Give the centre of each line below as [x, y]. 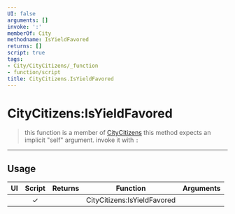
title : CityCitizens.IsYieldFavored [60, 79]
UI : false [22, 14]
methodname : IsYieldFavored [48, 40]
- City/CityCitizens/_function [53, 66]
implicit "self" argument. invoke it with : [81, 140]
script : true [26, 53]
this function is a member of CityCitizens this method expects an [117, 133]
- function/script [34, 72]
